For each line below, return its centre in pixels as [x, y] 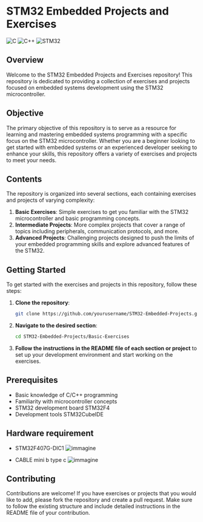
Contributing [31, 479]
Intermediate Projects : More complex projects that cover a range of [100, 225]
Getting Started [36, 270]
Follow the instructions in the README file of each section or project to [106, 348]
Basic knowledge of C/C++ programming [66, 395]
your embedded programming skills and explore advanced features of [102, 244]
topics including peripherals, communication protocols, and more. [97, 232]
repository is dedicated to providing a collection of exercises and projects [98, 81]
